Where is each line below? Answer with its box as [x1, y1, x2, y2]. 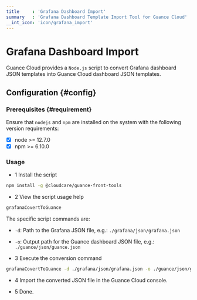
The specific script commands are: [6, 215, 90, 222]
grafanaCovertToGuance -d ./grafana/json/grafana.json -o [6, 266, 151, 272]
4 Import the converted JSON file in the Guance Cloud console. [14, 277, 168, 284]
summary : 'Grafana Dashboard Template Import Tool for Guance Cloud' [6, 14, 188, 20]
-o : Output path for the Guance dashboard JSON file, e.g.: [14, 238, 155, 245]
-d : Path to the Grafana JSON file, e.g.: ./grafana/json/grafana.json [14, 227, 181, 234]
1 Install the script [14, 171, 57, 178]
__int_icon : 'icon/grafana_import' [6, 19, 93, 25]
